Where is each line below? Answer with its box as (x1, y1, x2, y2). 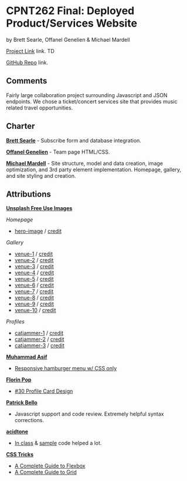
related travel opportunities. (6, 104, 73, 111)
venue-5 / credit (14, 276, 54, 283)
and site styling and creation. (6, 172, 76, 179)
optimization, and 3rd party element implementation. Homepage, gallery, (6, 166, 182, 173)
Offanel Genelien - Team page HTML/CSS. (6, 148, 110, 155)
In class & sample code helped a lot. (14, 440, 102, 447)
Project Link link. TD (6, 47, 55, 54)
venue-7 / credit (14, 288, 54, 295)
